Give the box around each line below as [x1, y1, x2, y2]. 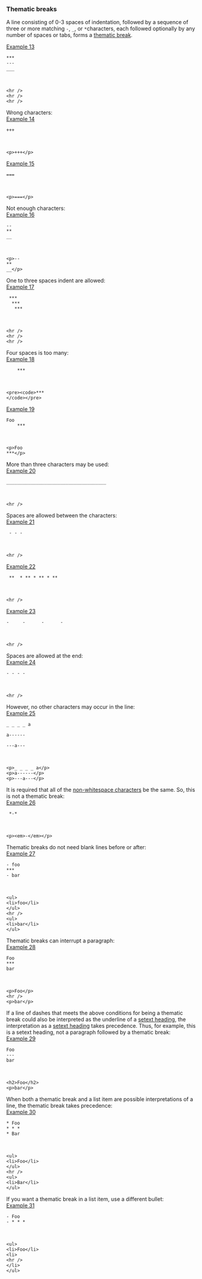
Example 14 [6, 116, 35, 123]
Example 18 [6, 356, 35, 363]
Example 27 [6, 850, 36, 858]
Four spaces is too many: [6, 349, 69, 357]
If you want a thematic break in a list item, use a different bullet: [6, 1195, 164, 1203]
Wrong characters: [6, 109, 53, 116]
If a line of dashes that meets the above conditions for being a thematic [6, 1010, 183, 1017]
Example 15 [6, 160, 35, 168]
